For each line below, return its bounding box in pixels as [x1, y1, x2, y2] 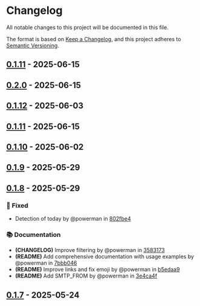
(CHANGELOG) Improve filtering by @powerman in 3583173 [15, 247, 165, 254]
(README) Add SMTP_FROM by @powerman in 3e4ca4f [15, 272, 158, 279]
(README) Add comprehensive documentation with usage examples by [15, 253, 195, 261]
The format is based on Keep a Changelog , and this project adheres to [6, 35, 181, 42]
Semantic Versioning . [6, 42, 59, 49]
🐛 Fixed [6, 201, 28, 210]
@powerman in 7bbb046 [15, 259, 77, 267]
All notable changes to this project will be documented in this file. [6, 24, 169, 31]
